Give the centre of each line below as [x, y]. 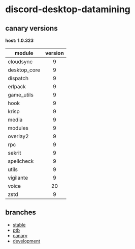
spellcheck [21, 161]
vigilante [18, 178]
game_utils [21, 95]
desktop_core [24, 70]
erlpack [17, 86]
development [26, 241]
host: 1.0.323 [20, 40]
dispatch [18, 78]
